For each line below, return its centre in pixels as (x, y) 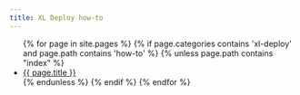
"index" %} (44, 62)
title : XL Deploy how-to (56, 18)
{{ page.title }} (49, 72)
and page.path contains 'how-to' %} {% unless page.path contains (148, 53)
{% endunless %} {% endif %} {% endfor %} (106, 81)
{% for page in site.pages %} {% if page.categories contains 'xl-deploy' (157, 43)
